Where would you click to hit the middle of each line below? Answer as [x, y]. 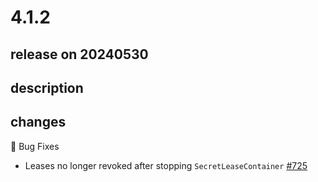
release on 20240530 [79, 54]
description [47, 87]
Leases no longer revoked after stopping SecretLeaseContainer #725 [166, 165]
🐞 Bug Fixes [35, 146]
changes [38, 122]
